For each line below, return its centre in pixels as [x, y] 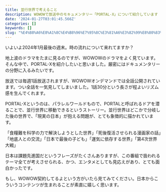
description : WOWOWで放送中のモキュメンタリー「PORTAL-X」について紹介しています [82, 14]
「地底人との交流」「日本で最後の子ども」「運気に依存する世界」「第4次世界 [81, 139]
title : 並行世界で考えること [31, 10]
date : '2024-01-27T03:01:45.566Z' [41, 19]
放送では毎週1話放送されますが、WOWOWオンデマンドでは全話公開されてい [83, 81]
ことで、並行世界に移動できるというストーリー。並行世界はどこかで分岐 [83, 110]
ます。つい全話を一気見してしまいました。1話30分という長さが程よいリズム [82, 87]
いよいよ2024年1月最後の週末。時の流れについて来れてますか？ [70, 47]
